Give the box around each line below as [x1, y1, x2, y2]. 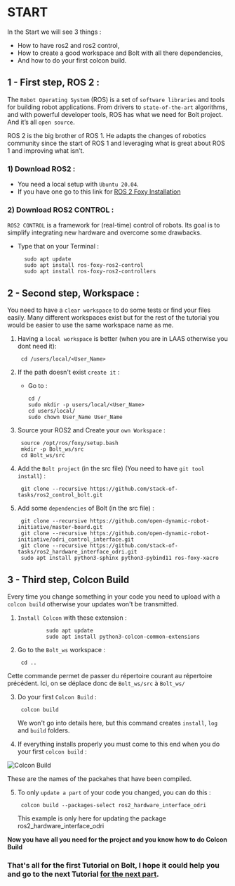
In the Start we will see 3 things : [7, 27, 102, 36]
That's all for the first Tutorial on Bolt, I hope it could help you [7, 860, 220, 870]
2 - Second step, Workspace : [7, 287, 140, 299]
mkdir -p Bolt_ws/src [20, 446, 84, 453]
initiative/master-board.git [17, 524, 103, 531]
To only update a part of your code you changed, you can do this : [17, 788, 211, 797]
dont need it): [17, 342, 57, 351]
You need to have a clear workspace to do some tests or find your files [7, 306, 211, 314]
